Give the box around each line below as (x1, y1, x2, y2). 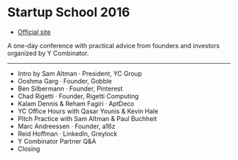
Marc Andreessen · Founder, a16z (17, 122, 115, 130)
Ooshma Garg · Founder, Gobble (17, 76, 112, 85)
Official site (17, 28, 51, 36)
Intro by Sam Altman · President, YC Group (17, 69, 142, 78)
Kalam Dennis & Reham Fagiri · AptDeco (17, 99, 135, 108)
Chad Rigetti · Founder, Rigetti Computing (17, 91, 140, 100)
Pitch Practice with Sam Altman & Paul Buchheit (17, 114, 157, 122)
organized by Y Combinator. (7, 49, 89, 57)
